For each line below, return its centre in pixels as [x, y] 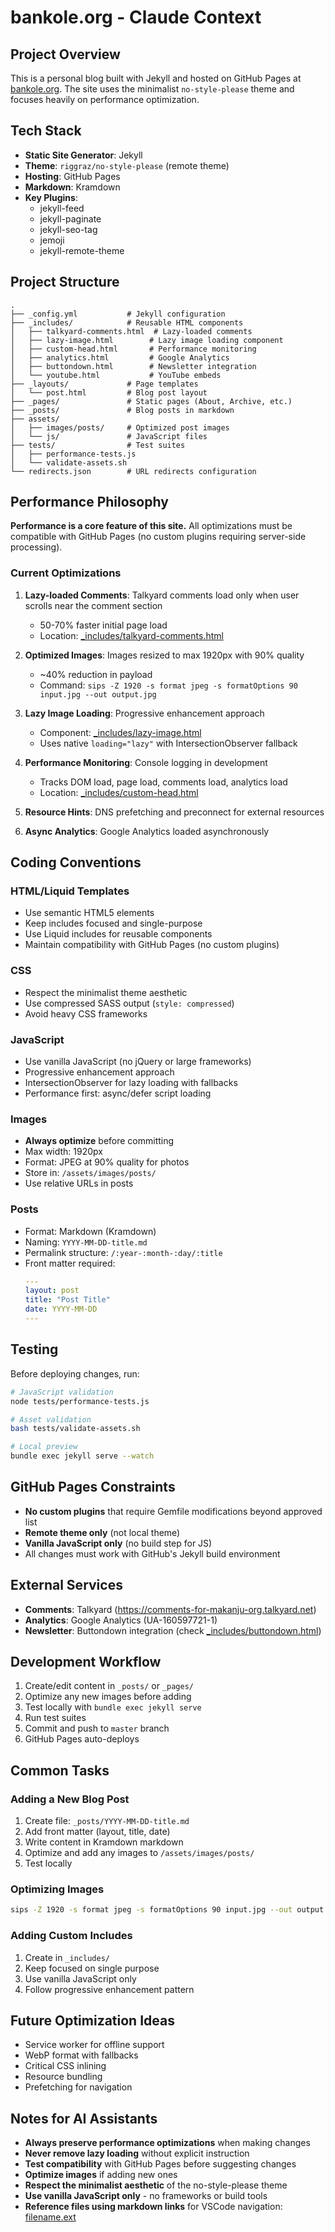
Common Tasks [60, 1770]
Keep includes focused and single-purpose [113, 923]
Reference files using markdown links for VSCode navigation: [153, 2207]
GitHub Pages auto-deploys [82, 1739]
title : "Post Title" [67, 1300]
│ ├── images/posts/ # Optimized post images [120, 427]
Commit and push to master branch [97, 1728]
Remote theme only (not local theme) [102, 1532]
